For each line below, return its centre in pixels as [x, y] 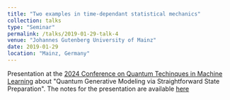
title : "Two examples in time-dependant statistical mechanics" [104, 14]
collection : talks [34, 21]
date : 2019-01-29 [33, 47]
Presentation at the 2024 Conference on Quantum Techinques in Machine [115, 73]
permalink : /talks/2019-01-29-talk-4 [63, 34]
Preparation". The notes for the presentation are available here [98, 89]
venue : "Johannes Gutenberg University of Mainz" [82, 40]
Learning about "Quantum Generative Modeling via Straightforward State [114, 81]
